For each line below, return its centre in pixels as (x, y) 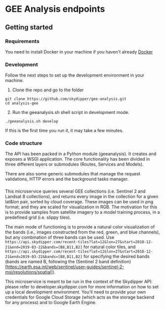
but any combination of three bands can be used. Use (60, 237)
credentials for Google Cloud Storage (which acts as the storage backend (80, 297)
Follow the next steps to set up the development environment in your (75, 75)
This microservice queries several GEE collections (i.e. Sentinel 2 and (75, 191)
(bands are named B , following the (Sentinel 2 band (57, 262)
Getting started (29, 27)
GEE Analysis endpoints (55, 9)
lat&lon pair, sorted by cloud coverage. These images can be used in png (79, 202)
